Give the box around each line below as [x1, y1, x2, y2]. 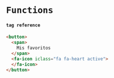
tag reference [6, 22, 41, 28]
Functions [6, 5, 54, 16]
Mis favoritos [16, 45, 51, 51]
